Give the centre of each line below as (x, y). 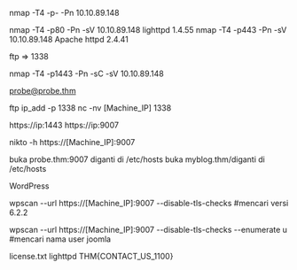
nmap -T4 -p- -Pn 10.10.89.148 (64, 13)
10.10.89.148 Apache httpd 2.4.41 (69, 39)
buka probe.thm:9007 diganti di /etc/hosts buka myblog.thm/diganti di (137, 159)
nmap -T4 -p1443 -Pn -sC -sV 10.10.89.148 (86, 73)
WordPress (30, 186)
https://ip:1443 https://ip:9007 (64, 125)
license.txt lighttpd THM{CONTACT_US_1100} (91, 256)
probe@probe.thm (43, 91)
